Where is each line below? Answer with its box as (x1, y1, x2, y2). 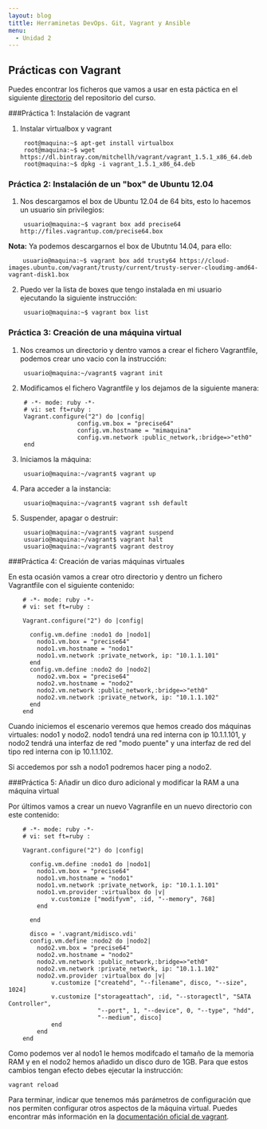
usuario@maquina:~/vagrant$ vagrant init (23, 369, 163, 377)
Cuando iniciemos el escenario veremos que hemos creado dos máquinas (8, 721, 252, 731)
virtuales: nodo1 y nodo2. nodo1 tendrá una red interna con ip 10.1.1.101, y (8, 730, 246, 739)
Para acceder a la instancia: (19, 484, 112, 493)
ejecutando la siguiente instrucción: (19, 293, 137, 303)
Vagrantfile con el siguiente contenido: (8, 580, 135, 590)
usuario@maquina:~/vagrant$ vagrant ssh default (23, 499, 189, 507)
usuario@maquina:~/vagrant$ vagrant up (23, 469, 156, 478)
